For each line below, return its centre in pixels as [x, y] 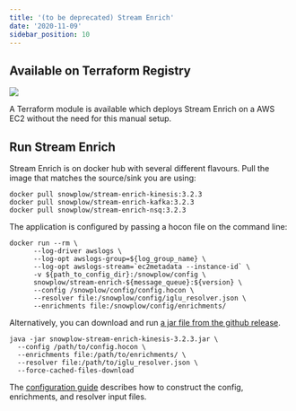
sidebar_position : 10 [50, 34]
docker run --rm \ [44, 243]
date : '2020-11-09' [46, 26]
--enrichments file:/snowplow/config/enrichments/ [130, 306]
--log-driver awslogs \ [78, 251]
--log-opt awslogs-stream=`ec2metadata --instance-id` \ [142, 267]
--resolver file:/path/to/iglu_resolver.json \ [108, 363]
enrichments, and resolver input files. [78, 397]
